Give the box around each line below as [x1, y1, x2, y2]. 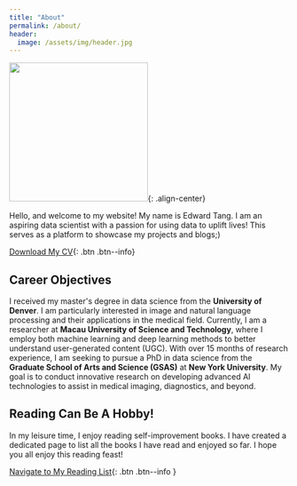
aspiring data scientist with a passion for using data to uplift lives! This [9, 219, 266, 231]
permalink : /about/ [9, 21, 82, 30]
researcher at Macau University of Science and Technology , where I [9, 324, 263, 335]
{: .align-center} [147, 193, 207, 204]
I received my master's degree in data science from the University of [9, 296, 262, 307]
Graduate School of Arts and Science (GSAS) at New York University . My [9, 362, 282, 373]
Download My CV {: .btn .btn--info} [9, 246, 136, 258]
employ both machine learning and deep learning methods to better [9, 334, 256, 345]
